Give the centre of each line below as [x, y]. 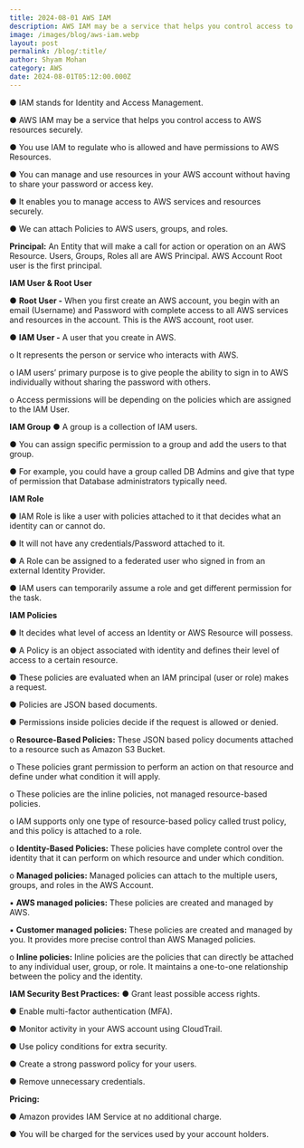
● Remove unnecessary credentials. [77, 1081]
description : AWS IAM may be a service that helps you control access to [152, 26]
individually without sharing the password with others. [110, 382]
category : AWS [36, 69]
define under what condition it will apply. [85, 776]
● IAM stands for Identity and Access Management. [106, 102]
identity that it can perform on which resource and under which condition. [147, 857]
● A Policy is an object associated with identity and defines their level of [145, 650]
